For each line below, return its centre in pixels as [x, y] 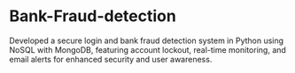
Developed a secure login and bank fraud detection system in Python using [147, 40]
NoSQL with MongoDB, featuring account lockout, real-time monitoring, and [147, 49]
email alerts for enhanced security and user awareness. [111, 59]
